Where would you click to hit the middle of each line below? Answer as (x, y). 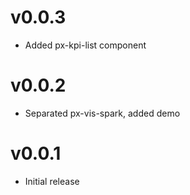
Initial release (52, 181)
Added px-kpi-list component (85, 45)
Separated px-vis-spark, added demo (102, 113)
